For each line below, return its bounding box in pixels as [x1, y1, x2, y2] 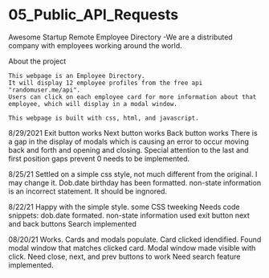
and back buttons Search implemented [8, 219, 137, 228]
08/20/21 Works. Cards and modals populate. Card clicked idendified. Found [8, 235, 262, 244]
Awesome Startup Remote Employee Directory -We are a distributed [8, 32, 233, 42]
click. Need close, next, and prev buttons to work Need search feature [8, 251, 241, 261]
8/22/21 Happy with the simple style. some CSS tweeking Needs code [8, 202, 240, 211]
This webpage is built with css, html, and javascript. [8, 114, 199, 122]
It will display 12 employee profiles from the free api [8, 79, 203, 87]
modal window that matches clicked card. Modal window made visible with [8, 243, 256, 252]
